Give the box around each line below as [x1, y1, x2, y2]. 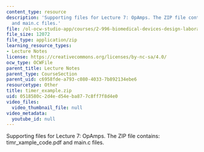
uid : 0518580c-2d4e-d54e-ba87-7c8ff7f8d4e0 [6, 93, 118, 99]
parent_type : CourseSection [6, 71, 78, 77]
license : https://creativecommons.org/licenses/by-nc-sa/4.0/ [6, 54, 167, 60]
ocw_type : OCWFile [6, 59, 53, 65]
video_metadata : [6, 110, 47, 116]
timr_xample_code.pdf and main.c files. [6, 139, 104, 146]
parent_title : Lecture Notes [6, 65, 80, 71]
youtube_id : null [12, 116, 56, 122]
